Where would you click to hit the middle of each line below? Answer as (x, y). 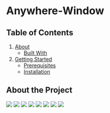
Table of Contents (40, 33)
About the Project (39, 90)
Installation (37, 72)
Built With (35, 53)
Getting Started (33, 59)
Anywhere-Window (55, 11)
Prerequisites (40, 65)
